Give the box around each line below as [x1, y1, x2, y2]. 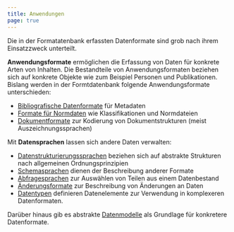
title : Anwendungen [7, 10, 65, 18]
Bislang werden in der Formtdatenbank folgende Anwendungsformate [7, 80, 210, 88]
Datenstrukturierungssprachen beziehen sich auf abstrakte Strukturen [17, 151, 221, 160]
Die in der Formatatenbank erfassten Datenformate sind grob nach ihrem [7, 36, 218, 45]
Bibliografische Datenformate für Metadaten [17, 101, 146, 110]
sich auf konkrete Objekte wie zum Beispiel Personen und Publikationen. [7, 72, 218, 81]
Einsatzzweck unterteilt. [7, 44, 78, 52]
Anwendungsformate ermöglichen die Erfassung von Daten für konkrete [7, 57, 220, 66]
